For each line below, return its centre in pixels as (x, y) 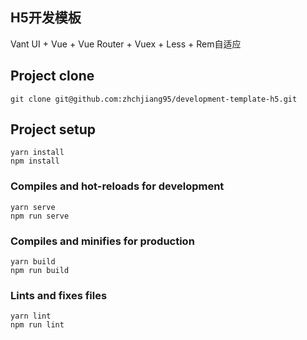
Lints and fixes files (59, 295)
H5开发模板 (46, 18)
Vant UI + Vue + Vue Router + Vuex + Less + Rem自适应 (126, 44)
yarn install (37, 153)
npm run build (40, 271)
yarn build (33, 262)
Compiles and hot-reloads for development (117, 186)
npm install (35, 161)
